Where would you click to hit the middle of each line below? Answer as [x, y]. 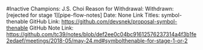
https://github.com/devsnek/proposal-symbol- [119, 21]
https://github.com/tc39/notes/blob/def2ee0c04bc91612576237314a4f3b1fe [101, 34]
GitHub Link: [45, 21]
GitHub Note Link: [51, 28]
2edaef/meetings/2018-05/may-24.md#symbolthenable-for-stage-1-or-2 [97, 41]
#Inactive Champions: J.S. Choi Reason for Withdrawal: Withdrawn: [90, 9]
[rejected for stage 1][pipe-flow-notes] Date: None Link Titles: [83, 15]
